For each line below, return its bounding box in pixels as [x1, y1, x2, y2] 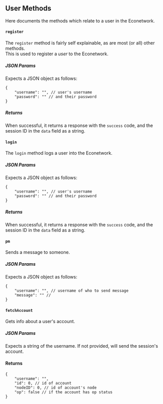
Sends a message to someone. [5, 249, 70, 256]
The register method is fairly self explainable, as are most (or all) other [5, 40, 155, 46]
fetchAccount [5, 308, 33, 313]
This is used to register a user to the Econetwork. [5, 51, 108, 57]
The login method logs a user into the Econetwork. [5, 150, 113, 156]
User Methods [5, 4, 51, 13]
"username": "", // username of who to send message [14, 288, 129, 293]
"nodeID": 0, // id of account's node [14, 385, 97, 390]
